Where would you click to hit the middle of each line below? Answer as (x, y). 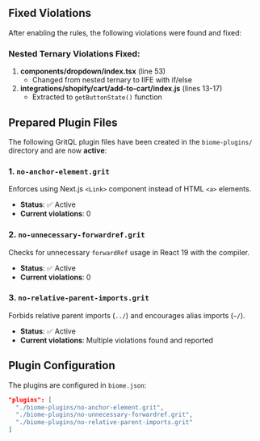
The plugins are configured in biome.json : (78, 385)
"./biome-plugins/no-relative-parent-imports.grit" (105, 422)
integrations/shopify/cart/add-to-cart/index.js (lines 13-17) (121, 89)
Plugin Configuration (62, 365)
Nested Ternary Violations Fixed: (74, 53)
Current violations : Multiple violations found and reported (117, 340)
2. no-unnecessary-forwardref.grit (77, 235)
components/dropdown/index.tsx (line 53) (93, 71)
